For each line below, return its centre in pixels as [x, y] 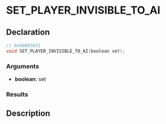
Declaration [28, 32]
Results [17, 94]
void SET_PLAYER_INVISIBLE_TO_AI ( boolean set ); [66, 51]
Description [28, 114]
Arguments [23, 66]
